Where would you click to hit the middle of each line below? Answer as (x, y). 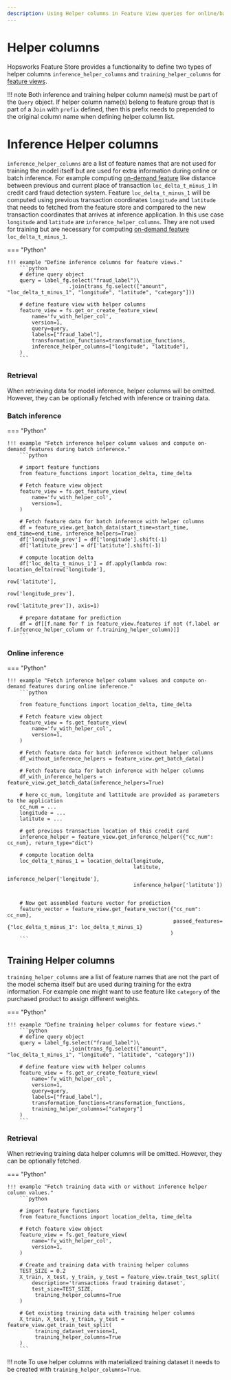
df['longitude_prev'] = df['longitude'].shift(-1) (93, 540)
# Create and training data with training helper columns (104, 1265)
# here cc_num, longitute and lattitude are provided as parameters (120, 795)
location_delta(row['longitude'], (57, 570)
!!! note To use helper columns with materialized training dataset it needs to (113, 1361)
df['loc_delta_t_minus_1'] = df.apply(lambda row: (93, 564)
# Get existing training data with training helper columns (107, 1313)
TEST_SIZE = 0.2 (43, 1271)
